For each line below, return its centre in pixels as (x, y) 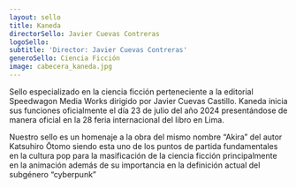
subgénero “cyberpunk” (53, 174)
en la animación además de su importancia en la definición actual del (135, 165)
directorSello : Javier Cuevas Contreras (85, 34)
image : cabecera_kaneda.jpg (61, 67)
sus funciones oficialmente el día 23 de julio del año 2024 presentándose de (148, 110)
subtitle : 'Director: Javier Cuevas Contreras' (99, 50)
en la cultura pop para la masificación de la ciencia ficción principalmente (143, 155)
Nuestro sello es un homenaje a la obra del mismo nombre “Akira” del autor (146, 137)
